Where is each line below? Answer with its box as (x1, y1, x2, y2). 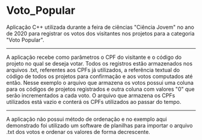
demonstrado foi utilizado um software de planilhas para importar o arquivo (6, 121, 193, 129)
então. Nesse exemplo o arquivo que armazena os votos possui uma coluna (6, 79, 194, 86)
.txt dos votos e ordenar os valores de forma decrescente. (6, 128, 150, 135)
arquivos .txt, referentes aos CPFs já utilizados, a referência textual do (6, 66, 180, 73)
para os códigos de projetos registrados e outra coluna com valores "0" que (6, 85, 195, 93)
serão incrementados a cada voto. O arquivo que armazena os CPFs (6, 91, 176, 99)
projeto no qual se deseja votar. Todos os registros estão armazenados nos (6, 59, 193, 67)
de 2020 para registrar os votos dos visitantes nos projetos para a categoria (6, 29, 195, 37)
